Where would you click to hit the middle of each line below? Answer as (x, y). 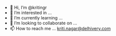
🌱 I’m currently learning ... (36, 18)
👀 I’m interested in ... (31, 13)
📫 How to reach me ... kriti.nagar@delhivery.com (60, 28)
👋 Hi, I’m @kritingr (28, 8)
